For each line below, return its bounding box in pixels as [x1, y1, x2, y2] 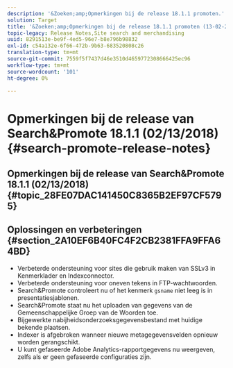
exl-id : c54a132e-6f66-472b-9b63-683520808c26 [7, 42, 144, 49]
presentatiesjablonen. [17, 293, 80, 302]
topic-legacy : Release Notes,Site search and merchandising [7, 29, 185, 37]
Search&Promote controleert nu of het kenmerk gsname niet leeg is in [17, 286, 213, 294]
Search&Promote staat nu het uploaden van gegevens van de [17, 301, 193, 309]
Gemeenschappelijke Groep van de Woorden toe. [17, 308, 158, 317]
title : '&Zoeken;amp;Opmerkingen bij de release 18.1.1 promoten [7, 23, 200, 30]
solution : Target [7, 17, 58, 24]
